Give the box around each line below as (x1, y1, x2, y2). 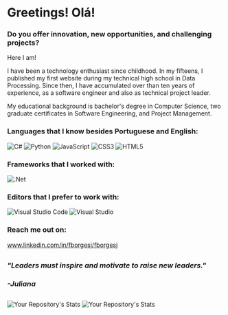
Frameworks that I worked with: (7, 160, 115, 169)
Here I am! (7, 54, 36, 62)
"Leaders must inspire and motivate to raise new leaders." (7, 261, 207, 270)
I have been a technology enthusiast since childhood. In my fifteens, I (7, 67, 203, 75)
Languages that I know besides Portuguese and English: (7, 127, 198, 136)
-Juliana (7, 279, 36, 288)
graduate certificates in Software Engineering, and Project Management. (7, 109, 212, 118)
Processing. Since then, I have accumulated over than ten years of (7, 81, 195, 90)
